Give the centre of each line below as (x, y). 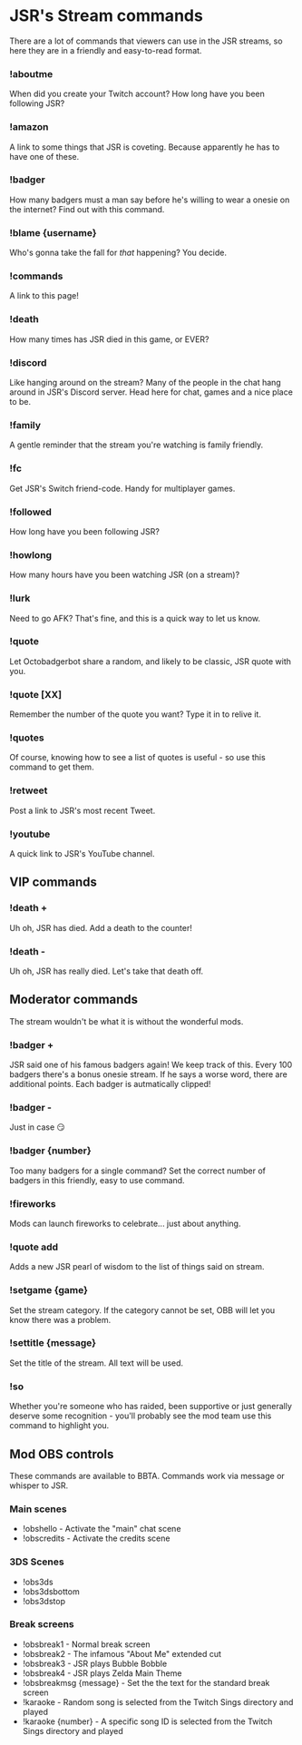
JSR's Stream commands (107, 16)
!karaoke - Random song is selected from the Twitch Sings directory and (158, 1701)
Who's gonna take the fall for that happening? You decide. (118, 253)
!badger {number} (51, 1151)
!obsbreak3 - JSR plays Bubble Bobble (95, 1663)
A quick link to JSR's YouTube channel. (83, 853)
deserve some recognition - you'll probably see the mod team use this (141, 1416)
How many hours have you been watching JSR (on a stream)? (125, 575)
